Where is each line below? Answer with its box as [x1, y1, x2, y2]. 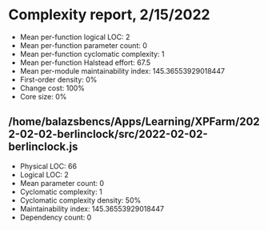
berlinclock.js [8, 140, 78, 154]
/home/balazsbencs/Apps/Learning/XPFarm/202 [8, 115, 260, 129]
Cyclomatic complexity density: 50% [19, 195, 142, 205]
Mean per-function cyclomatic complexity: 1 [19, 49, 166, 59]
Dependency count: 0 [19, 212, 92, 222]
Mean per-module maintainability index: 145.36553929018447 [19, 66, 226, 75]
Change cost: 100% [19, 83, 86, 93]
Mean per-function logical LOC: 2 [19, 32, 130, 42]
